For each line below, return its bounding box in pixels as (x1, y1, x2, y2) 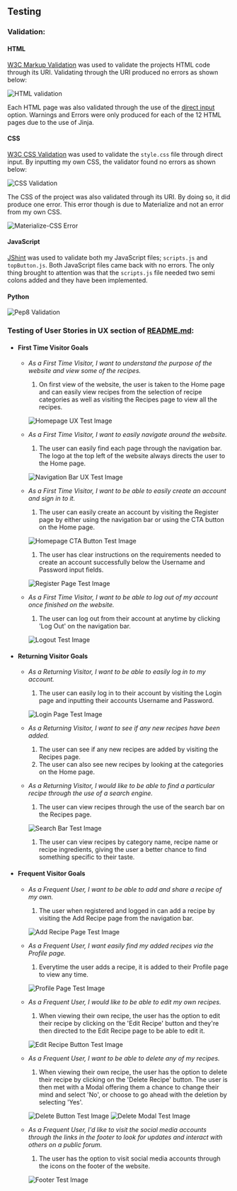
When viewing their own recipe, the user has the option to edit (38, 1011, 221, 1020)
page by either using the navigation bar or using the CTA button (38, 516, 224, 524)
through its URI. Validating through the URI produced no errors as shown (7, 67, 219, 77)
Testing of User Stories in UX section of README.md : (7, 326, 195, 336)
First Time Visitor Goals (17, 343, 88, 352)
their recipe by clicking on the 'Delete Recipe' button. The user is (38, 1075, 228, 1084)
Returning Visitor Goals (17, 652, 88, 660)
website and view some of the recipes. (28, 367, 141, 375)
